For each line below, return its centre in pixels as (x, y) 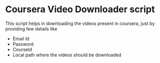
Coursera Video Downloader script (80, 9)
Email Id (21, 39)
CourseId (22, 49)
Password (23, 44)
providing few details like (31, 28)
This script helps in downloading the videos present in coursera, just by (80, 23)
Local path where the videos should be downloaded (67, 55)
